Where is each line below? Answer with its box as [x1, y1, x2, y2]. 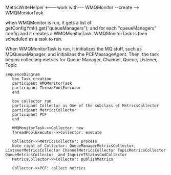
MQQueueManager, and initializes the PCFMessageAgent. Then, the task [5, 51, 159, 57]
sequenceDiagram [5, 72, 40, 77]
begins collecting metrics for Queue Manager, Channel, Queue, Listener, [5, 57, 158, 63]
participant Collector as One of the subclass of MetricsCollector [12, 103, 159, 108]
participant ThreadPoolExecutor [12, 85, 81, 90]
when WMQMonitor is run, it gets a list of [5, 20, 92, 26]
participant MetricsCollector [12, 108, 77, 113]
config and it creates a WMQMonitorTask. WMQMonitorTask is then [5, 31, 147, 36]
